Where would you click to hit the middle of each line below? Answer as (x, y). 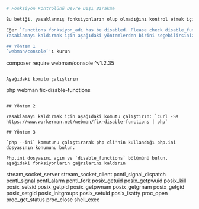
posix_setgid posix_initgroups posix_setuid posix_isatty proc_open (87, 194)
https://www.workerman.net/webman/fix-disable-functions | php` (87, 122)
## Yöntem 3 (21, 132)
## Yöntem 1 (21, 46)
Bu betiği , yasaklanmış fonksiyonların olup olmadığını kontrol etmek (95, 19)
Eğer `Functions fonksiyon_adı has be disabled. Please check (84, 30)
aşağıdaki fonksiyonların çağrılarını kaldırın (66, 163)
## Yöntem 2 (21, 106)
